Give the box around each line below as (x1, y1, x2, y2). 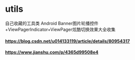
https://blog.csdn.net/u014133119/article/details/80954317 (5, 38, 130, 44)
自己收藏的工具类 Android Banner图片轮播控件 (5, 20, 99, 26)
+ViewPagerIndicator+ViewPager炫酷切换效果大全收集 (5, 26, 116, 32)
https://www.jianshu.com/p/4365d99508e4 (5, 49, 99, 55)
